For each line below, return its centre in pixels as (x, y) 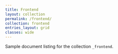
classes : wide (20, 32)
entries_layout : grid (27, 28)
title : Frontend (22, 10)
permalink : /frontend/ (28, 19)
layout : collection (25, 14)
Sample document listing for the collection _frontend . (59, 46)
